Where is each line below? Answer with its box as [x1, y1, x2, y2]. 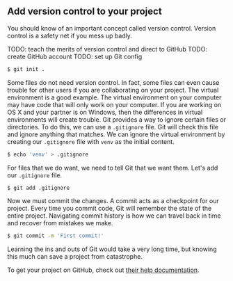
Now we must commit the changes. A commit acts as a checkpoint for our [7, 197, 219, 205]
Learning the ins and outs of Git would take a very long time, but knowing [7, 245, 217, 253]
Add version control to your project [7, 6, 162, 17]
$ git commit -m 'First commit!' [7, 232, 104, 239]
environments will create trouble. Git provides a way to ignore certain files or [7, 115, 226, 124]
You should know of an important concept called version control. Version [7, 24, 216, 32]
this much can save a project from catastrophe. [7, 252, 143, 261]
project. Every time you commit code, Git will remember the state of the [7, 204, 212, 213]
